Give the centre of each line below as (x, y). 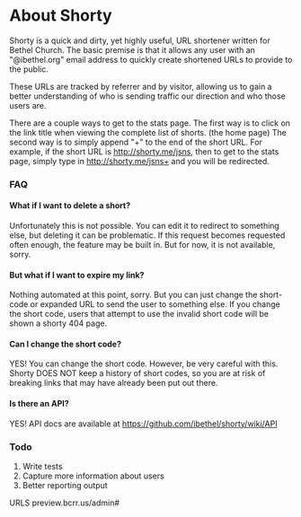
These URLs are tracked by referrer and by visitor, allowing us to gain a (141, 86)
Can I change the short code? (65, 344)
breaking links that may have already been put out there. (114, 383)
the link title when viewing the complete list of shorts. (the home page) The (148, 132)
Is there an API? (39, 404)
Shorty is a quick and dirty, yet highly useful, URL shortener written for (140, 40)
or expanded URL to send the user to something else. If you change (155, 304)
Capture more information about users (93, 476)
